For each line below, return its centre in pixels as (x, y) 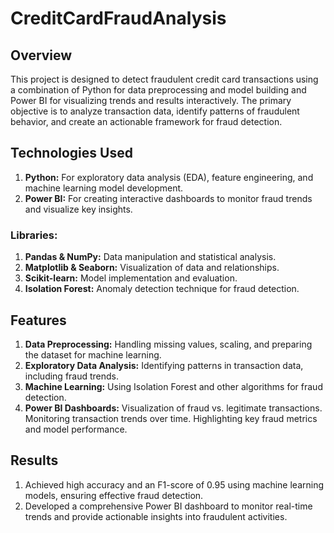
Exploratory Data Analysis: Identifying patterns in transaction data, (164, 365)
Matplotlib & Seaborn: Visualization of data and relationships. (152, 268)
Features (38, 320)
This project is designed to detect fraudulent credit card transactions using (164, 79)
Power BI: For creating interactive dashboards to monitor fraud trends (168, 198)
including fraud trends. (72, 376)
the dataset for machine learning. (93, 354)
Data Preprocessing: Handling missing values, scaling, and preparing (168, 344)
